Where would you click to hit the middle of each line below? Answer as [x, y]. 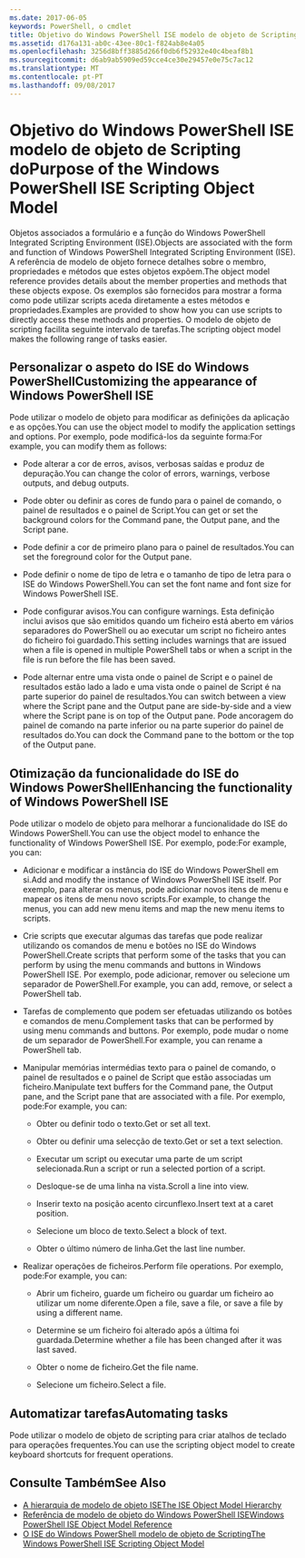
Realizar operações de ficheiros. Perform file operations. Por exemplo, [153, 1267]
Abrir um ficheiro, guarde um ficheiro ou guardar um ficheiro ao [155, 1294]
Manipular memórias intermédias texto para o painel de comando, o [149, 1068]
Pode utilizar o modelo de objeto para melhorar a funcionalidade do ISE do [148, 823]
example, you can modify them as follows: [89, 447]
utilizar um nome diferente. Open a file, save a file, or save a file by [159, 1303]
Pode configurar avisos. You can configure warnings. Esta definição [148, 611]
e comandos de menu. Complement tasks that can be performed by [148, 1021]
